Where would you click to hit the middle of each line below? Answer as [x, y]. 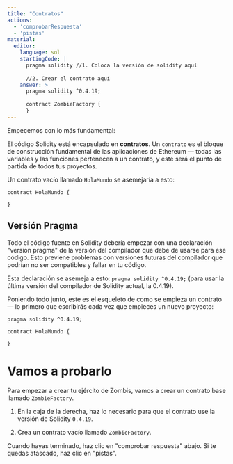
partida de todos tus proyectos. [52, 166]
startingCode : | [43, 59]
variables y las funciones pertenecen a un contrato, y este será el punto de [115, 159]
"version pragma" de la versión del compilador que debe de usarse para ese [116, 250]
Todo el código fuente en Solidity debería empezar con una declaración [110, 242]
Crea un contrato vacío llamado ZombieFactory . [84, 432]
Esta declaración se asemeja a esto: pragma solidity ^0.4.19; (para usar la [116, 278]
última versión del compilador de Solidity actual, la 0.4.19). [90, 285]
